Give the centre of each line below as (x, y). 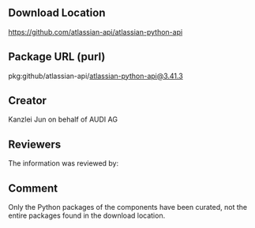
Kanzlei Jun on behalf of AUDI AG (63, 120)
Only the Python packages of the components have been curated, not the (127, 207)
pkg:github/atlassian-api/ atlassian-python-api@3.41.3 (96, 76)
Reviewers (35, 144)
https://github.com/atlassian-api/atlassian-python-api (96, 32)
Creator (28, 101)
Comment (33, 188)
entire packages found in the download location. (87, 215)
